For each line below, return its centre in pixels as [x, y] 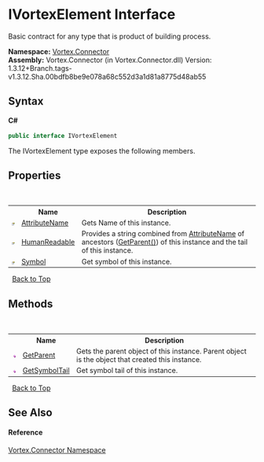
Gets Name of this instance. [126, 223]
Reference [26, 432]
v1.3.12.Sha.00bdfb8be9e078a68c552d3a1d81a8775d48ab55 [107, 76]
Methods [31, 303]
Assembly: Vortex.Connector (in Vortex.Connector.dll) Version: [110, 60]
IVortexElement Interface [92, 15]
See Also [30, 412]
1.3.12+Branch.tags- [40, 68]
